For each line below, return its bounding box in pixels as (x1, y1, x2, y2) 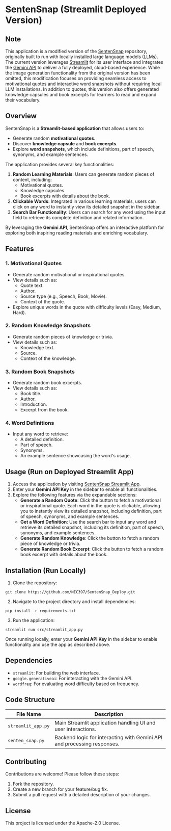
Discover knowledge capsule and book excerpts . (12, 140, 118, 146)
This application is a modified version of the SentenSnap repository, (5, 48, 148, 54)
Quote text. (20, 282, 44, 289)
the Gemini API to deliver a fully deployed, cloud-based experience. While (5, 65, 160, 70)
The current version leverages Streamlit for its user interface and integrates (5, 59, 164, 65)
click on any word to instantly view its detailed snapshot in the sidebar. (12, 203, 161, 210)
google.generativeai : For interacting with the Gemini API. (12, 675, 133, 681)
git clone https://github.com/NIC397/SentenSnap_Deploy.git (5, 590, 136, 595)
